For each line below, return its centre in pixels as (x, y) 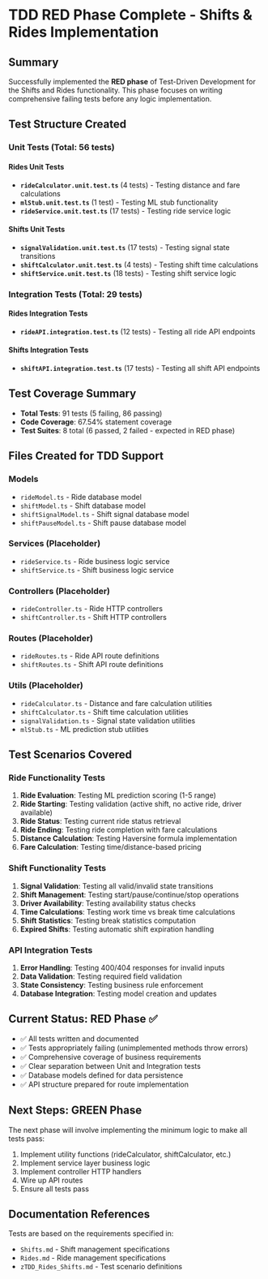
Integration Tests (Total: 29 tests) (76, 294)
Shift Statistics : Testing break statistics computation (108, 920)
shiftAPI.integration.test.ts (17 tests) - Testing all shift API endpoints (140, 368)
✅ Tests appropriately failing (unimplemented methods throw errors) (134, 1048)
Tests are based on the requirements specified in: (91, 1234)
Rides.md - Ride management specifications (93, 1258)
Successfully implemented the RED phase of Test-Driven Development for (132, 82)
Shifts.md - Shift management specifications (95, 1249)
